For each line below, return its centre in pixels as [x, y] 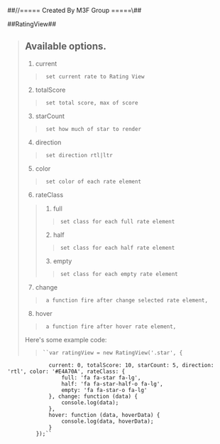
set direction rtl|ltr [79, 155]
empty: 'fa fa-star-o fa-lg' [104, 390]
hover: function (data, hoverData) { [104, 415]
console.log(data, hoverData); [108, 421]
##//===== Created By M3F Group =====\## [75, 10]
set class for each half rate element [117, 248]
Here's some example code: [66, 339]
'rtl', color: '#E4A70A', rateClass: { [66, 371]
